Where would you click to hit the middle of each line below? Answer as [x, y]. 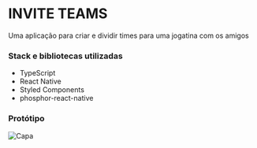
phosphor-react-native [56, 98]
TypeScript [37, 73]
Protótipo [26, 119]
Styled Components [52, 90]
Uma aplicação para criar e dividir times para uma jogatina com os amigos [129, 35]
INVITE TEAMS [58, 14]
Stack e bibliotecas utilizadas [66, 56]
